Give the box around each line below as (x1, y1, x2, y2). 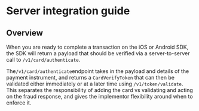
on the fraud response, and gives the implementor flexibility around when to (6, 93, 193, 100)
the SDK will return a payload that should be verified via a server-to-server (6, 50, 190, 57)
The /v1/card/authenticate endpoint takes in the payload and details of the (6, 68, 189, 75)
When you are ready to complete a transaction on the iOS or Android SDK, (6, 43, 189, 50)
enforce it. (6, 99, 32, 106)
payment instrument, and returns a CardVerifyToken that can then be (6, 74, 175, 81)
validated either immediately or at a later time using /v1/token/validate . (6, 80, 183, 87)
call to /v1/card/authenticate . (6, 56, 81, 63)
